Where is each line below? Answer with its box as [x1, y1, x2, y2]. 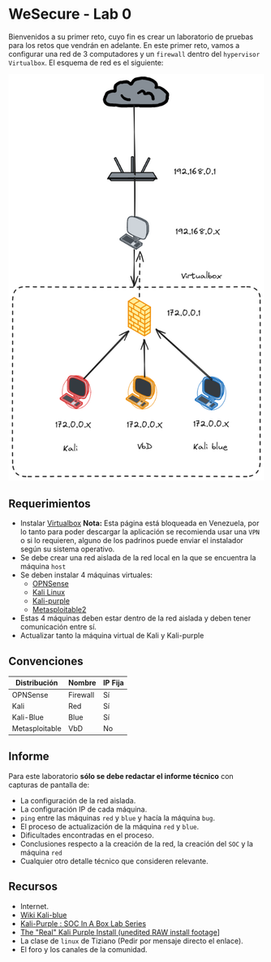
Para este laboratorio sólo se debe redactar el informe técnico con [8, 771, 234, 781]
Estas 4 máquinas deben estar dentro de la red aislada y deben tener [19, 613, 252, 623]
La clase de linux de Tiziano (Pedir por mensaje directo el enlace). [19, 936, 243, 946]
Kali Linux [32, 587, 66, 598]
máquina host [19, 562, 67, 572]
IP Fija [102, 678, 124, 688]
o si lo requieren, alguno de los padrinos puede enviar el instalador [19, 536, 243, 546]
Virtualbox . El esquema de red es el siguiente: [8, 58, 164, 67]
